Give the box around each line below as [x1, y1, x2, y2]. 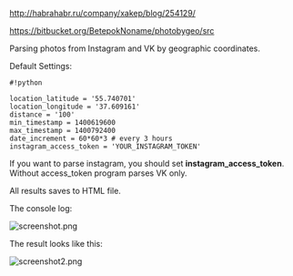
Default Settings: [9, 61, 73, 71]
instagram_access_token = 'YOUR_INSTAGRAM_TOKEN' [9, 142, 202, 151]
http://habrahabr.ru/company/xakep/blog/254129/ [9, 8, 196, 18]
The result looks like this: [9, 239, 103, 249]
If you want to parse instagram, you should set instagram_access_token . [9, 158, 285, 169]
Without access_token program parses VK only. [9, 168, 188, 179]
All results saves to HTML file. [9, 186, 121, 196]
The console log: [9, 203, 73, 213]
